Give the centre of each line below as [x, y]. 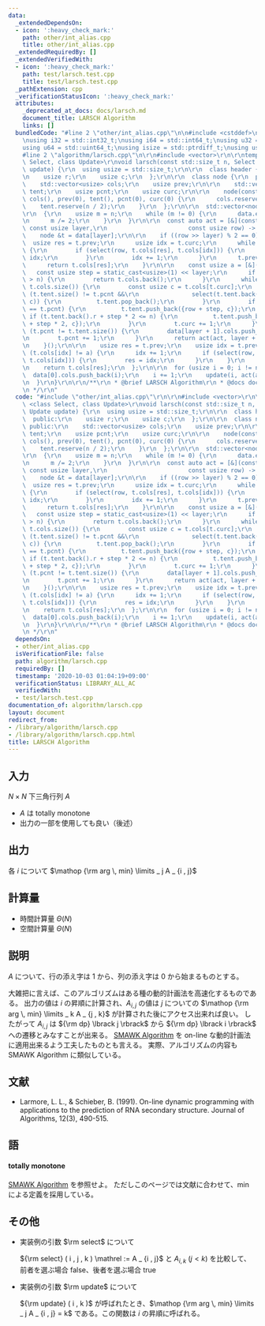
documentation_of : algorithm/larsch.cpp [76, 706]
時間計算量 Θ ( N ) [46, 918]
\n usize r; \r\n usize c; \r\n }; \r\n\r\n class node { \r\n [135, 177]
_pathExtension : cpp [49, 89]
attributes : [35, 103]
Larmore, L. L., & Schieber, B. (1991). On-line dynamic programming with [137, 1101]
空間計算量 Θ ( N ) [46, 928]
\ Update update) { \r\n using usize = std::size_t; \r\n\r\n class [137, 412]
